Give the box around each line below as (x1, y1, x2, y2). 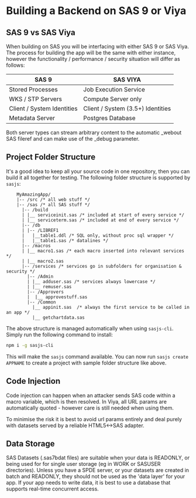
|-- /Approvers (27, 289, 64, 295)
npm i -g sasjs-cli (6, 342, 54, 348)
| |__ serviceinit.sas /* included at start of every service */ (21, 212, 184, 218)
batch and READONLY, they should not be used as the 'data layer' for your (6, 473, 185, 480)
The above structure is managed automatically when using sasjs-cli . (6, 325, 174, 332)
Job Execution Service (83, 86, 145, 93)
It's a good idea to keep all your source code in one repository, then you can (6, 168, 190, 175)
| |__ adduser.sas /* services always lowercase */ (27, 278, 156, 285)
